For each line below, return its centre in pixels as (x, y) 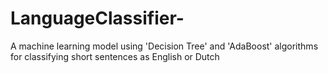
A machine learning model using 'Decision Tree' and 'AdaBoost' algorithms (164, 46)
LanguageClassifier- (97, 18)
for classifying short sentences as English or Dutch (115, 56)
